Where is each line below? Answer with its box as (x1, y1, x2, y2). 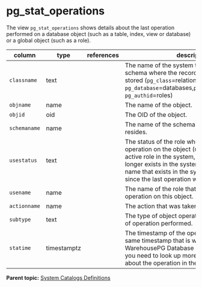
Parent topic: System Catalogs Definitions (6, 274, 111, 281)
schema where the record (124, 68, 198, 77)
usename (9, 189, 31, 196)
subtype (9, 216, 31, 223)
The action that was (124, 202, 181, 210)
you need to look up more (124, 251, 197, 259)
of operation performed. (124, 219, 193, 227)
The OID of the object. (124, 110, 188, 119)
